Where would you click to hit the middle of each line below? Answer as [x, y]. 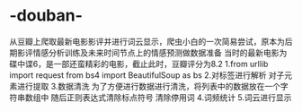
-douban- [46, 16]
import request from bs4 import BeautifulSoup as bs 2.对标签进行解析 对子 [147, 75]
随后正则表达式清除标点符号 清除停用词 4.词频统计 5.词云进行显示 [171, 97]
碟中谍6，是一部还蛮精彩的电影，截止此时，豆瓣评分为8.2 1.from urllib [139, 64]
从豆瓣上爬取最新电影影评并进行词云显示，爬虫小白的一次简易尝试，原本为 [147, 41]
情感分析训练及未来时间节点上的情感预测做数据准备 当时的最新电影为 [160, 52]
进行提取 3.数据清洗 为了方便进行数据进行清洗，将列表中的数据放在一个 [149, 86]
